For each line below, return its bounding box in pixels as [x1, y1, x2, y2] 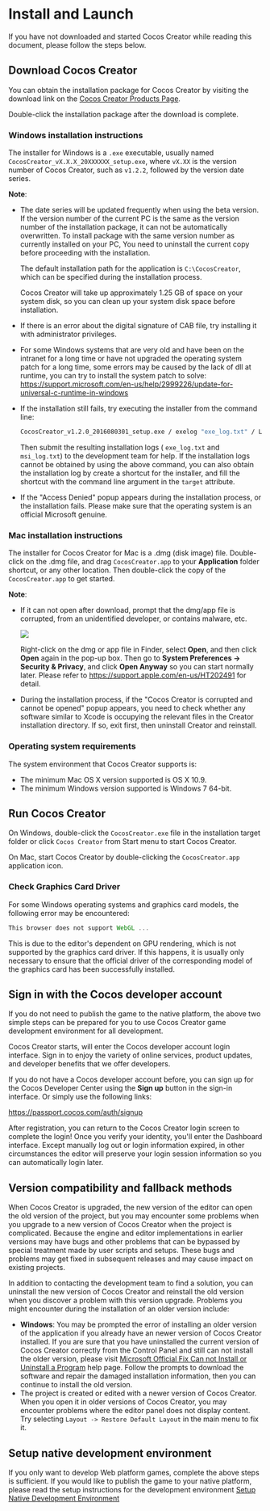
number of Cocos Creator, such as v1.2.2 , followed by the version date [8, 165, 244, 175]
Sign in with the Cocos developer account [8, 987, 223, 1001]
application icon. [8, 861, 64, 871]
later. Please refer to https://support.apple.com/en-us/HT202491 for [19, 670, 247, 680]
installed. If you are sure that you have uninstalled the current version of [19, 1337, 260, 1347]
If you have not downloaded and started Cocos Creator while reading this [8, 32, 252, 41]
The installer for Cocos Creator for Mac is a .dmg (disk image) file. [8, 548, 228, 558]
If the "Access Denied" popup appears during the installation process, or [19, 492, 262, 502]
